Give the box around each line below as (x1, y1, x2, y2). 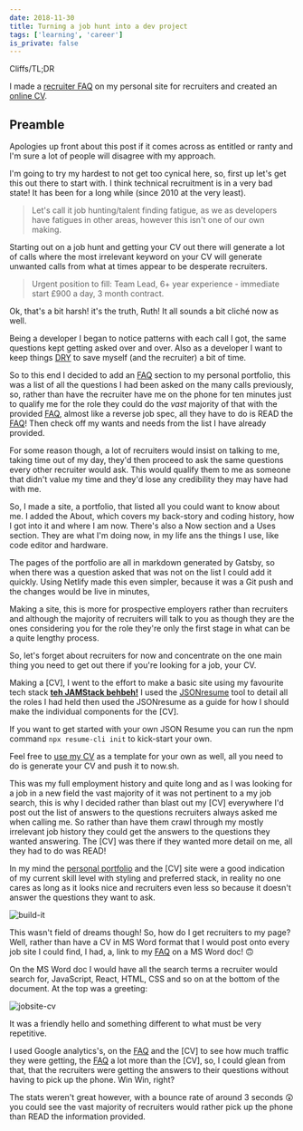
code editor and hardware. (9, 540, 109, 551)
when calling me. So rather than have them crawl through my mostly (9, 817, 264, 827)
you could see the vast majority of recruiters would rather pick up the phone (9, 1102, 294, 1113)
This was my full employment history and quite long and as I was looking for (9, 778, 293, 789)
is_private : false (9, 38, 79, 48)
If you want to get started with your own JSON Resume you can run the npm (9, 724, 294, 735)
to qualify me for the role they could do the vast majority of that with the (9, 399, 278, 410)
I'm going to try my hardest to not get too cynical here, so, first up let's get (9, 169, 287, 179)
